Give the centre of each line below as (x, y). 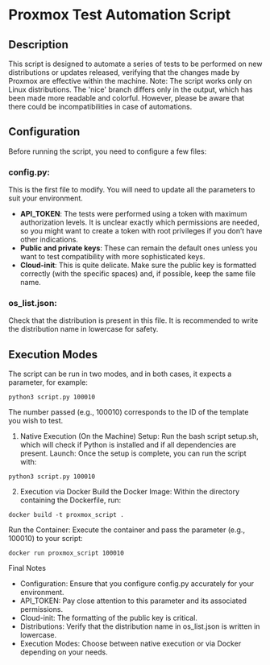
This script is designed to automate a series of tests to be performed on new (135, 64)
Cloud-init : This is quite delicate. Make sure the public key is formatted (138, 265)
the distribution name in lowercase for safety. (83, 329)
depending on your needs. (64, 652)
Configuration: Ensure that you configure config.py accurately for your (137, 584)
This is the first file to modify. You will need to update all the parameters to (132, 190)
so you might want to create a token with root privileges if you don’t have (141, 231)
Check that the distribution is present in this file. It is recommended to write (133, 320)
